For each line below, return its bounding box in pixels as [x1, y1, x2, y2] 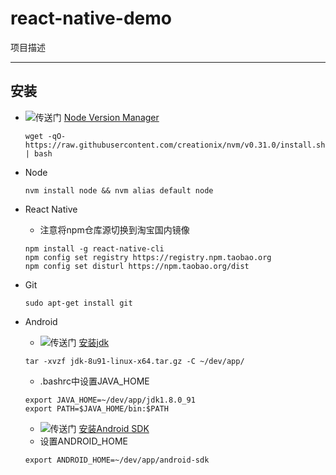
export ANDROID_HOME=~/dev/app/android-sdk [24, 455, 210, 465]
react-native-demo [10, 7, 172, 30]
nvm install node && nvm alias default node [24, 185, 214, 196]
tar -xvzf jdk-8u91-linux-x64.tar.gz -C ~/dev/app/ [24, 356, 245, 366]
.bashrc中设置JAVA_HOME [39, 375, 150, 387]
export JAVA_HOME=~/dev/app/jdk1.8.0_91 [24, 395, 196, 405]
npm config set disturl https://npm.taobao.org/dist [24, 261, 250, 271]
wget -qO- [24, 131, 67, 141]
